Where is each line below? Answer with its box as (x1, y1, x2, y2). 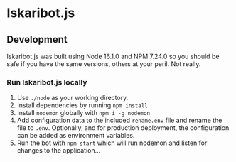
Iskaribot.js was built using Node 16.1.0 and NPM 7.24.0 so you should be (6, 52, 220, 60)
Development (6, 33, 68, 45)
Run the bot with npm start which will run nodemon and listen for (16, 139, 208, 147)
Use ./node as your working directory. (16, 94, 129, 102)
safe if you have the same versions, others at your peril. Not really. (6, 60, 201, 68)
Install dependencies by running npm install (16, 101, 149, 109)
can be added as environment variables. (16, 131, 135, 140)
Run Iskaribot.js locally (6, 77, 87, 87)
